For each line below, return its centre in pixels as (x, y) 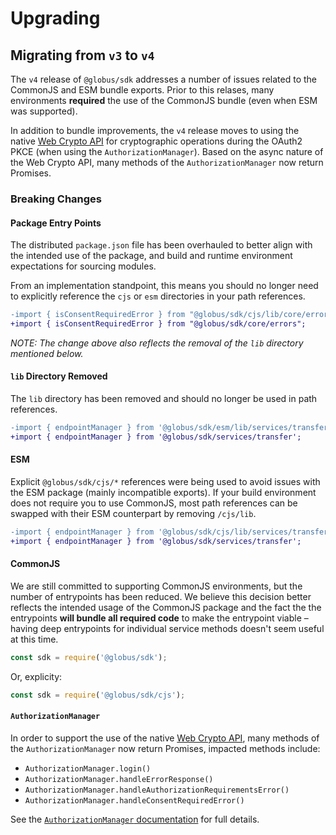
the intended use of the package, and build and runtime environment (151, 256)
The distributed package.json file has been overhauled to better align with (161, 245)
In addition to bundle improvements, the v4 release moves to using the (155, 130)
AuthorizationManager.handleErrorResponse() (119, 779)
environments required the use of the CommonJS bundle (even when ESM (164, 100)
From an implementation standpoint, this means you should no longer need (164, 286)
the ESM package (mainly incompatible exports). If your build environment (163, 493)
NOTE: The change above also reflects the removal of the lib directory (157, 343)
